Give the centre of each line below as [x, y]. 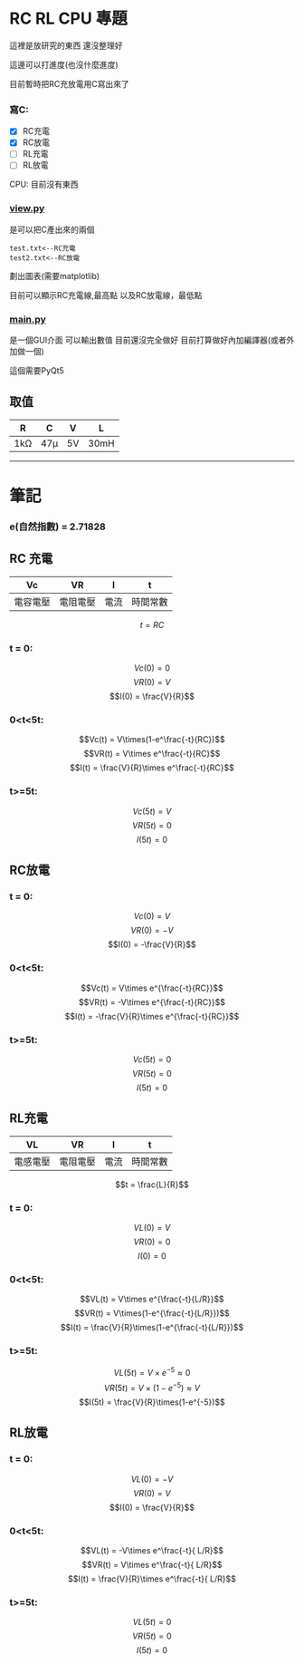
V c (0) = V [152, 916]
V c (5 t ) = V [152, 811]
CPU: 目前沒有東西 [44, 184]
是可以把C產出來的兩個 [52, 229]
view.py [27, 208]
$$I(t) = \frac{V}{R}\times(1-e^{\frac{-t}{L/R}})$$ [152, 1328]
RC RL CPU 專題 [69, 19]
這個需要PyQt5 [37, 371]
